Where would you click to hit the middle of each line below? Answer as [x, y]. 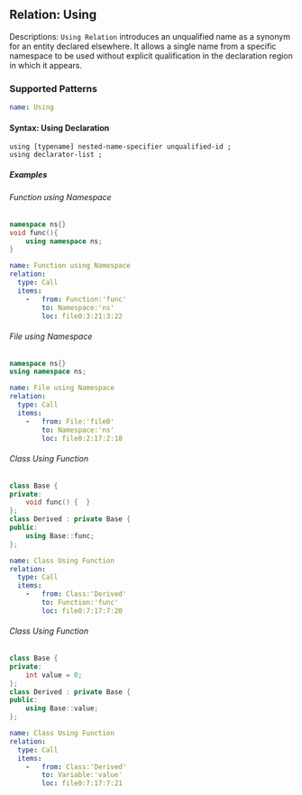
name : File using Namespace [62, 388]
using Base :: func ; [60, 535]
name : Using [32, 107]
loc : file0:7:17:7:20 [82, 611]
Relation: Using [53, 15]
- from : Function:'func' [76, 299]
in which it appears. [46, 65]
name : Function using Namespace [70, 266]
